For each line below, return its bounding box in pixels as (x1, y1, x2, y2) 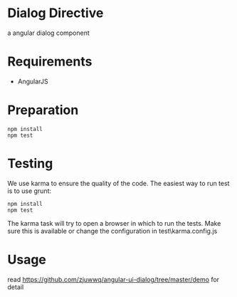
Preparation (7, 102, 79, 118)
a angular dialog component (7, 28, 90, 37)
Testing (7, 155, 53, 172)
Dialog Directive (7, 5, 104, 21)
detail (7, 283, 24, 291)
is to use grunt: (7, 187, 52, 195)
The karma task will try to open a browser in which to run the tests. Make (7, 219, 221, 227)
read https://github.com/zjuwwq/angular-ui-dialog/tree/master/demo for (7, 275, 219, 283)
